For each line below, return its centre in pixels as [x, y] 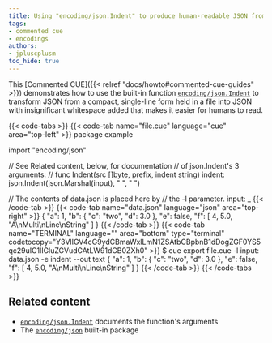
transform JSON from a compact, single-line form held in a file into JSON [130, 101]
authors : [23, 46]
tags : [17, 24]
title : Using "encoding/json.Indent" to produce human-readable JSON [128, 16]
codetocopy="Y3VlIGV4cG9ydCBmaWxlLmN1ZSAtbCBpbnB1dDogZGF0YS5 [135, 242]
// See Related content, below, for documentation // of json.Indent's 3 [124, 165]
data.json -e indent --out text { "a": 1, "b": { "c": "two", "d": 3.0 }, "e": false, [133, 259]
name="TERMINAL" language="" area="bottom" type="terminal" [117, 233]
